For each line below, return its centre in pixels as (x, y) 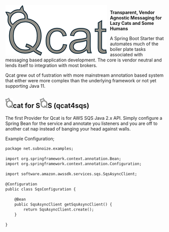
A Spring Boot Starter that (137, 38)
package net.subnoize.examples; (39, 148)
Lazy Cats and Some (132, 23)
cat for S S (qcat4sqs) (51, 106)
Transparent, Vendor (132, 12)
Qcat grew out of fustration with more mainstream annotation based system (84, 75)
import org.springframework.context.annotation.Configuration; (74, 164)
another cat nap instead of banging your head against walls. (68, 128)
